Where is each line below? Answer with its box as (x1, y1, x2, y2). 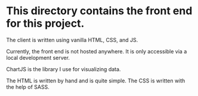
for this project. (6, 17, 85, 30)
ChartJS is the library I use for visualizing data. (6, 65, 121, 72)
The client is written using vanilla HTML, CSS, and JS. (6, 36, 138, 43)
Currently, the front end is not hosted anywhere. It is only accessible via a (6, 47, 187, 55)
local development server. (6, 54, 70, 61)
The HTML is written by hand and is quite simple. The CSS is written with (6, 77, 185, 84)
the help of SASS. (6, 83, 49, 90)
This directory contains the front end (6, 4, 193, 18)
